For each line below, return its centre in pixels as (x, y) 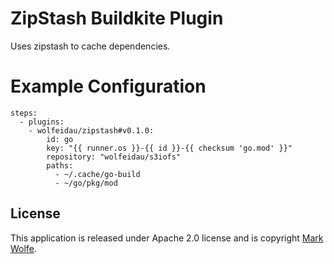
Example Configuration (108, 86)
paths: (60, 165)
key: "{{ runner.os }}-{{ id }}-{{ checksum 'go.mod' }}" (169, 148)
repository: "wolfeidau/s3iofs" (114, 157)
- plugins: (42, 122)
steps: (24, 113)
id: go (60, 139)
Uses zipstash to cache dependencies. (90, 46)
